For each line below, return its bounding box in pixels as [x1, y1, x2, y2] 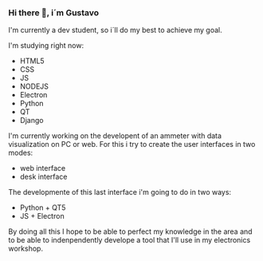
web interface [19, 164, 66, 173]
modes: [8, 148, 33, 158]
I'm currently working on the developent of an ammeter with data [8, 131, 222, 140]
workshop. [8, 243, 44, 254]
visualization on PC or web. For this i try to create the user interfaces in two [8, 140, 256, 149]
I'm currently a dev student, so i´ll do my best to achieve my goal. [8, 26, 223, 35]
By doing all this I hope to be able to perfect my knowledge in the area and [8, 227, 253, 236]
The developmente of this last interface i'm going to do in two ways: [8, 188, 232, 197]
